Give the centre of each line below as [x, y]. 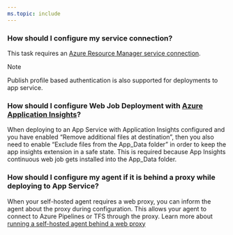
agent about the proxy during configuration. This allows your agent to [107, 209]
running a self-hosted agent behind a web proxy [76, 223]
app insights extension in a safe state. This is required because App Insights [116, 152]
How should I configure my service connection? [90, 38]
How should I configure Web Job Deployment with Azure [105, 105]
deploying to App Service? [53, 186]
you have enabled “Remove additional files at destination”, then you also [111, 137]
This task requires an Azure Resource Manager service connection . [104, 53]
